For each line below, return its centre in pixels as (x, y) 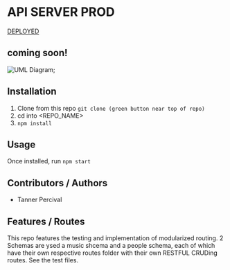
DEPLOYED (23, 31)
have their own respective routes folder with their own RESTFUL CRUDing (113, 253)
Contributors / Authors (57, 183)
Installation (32, 92)
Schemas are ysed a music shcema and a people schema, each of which (111, 245)
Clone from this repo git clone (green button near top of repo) (111, 108)
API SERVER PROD (61, 12)
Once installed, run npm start (49, 161)
